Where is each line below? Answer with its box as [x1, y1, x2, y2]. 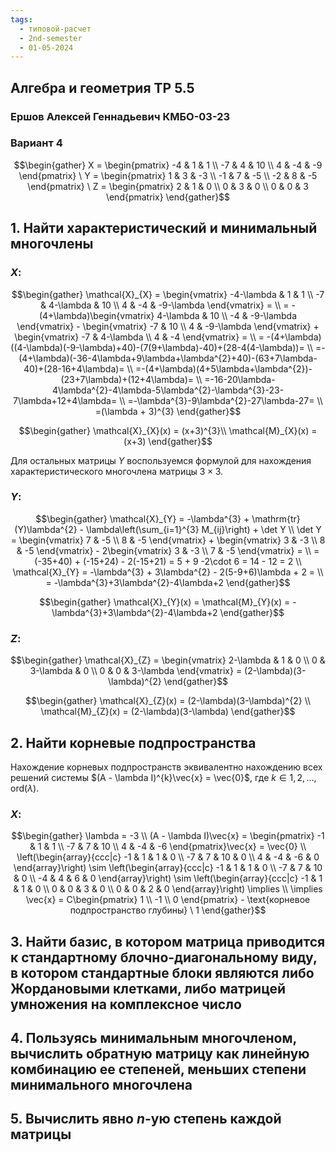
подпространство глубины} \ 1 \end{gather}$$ [69, 904, 267, 916]
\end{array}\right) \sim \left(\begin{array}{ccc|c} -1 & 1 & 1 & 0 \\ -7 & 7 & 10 [13, 862, 323, 874]
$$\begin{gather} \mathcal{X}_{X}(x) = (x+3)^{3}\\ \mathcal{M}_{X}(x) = [18, 424, 318, 436]
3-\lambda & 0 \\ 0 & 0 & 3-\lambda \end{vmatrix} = [29, 665, 243, 677]
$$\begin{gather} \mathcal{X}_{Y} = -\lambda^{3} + [35, 512, 250, 525]
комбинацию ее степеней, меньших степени [10, 1061, 307, 1078]
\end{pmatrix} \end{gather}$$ [105, 191, 231, 203]
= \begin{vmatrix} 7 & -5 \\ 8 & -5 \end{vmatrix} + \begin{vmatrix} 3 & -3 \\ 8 [10, 534, 326, 546]
